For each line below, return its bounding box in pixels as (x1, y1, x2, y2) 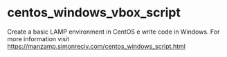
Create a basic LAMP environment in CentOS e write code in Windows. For (7, 27, 220, 36)
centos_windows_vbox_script (7, 5, 181, 21)
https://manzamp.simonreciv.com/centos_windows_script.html (7, 42, 185, 50)
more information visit (7, 34, 70, 43)
